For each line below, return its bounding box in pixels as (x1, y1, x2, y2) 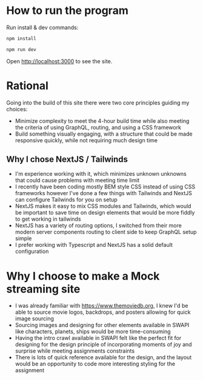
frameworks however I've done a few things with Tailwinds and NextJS (15, 190, 192, 197)
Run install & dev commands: (6, 24, 79, 31)
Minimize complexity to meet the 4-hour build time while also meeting (15, 117, 190, 125)
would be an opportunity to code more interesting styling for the (15, 360, 176, 368)
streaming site (6, 282, 81, 295)
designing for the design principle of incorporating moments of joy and (15, 341, 192, 348)
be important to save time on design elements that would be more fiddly (15, 209, 195, 216)
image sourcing (15, 315, 55, 322)
